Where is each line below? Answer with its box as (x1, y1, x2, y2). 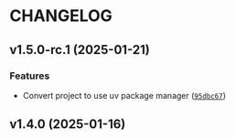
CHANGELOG (9, 5, 112, 27)
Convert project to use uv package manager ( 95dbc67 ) (22, 90, 227, 101)
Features (9, 69, 50, 82)
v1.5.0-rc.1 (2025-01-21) (9, 42, 151, 58)
